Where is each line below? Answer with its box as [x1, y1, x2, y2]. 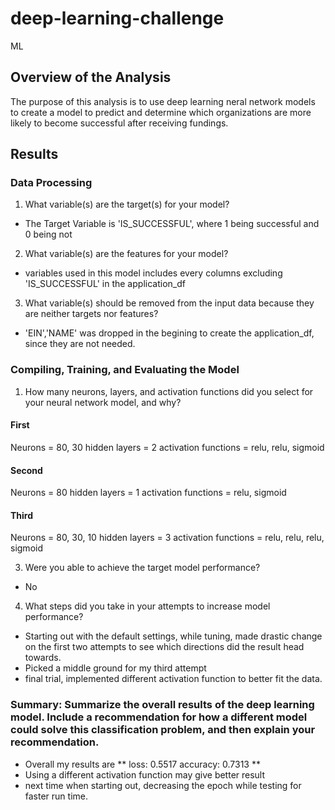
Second [10, 464, 43, 476]
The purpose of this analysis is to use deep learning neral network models [10, 95, 316, 107]
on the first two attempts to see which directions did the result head [24, 641, 305, 653]
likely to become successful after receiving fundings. [10, 117, 229, 129]
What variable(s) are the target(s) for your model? [24, 198, 230, 211]
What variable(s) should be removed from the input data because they [24, 297, 315, 309]
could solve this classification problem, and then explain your [10, 723, 316, 737]
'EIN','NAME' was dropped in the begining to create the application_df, [24, 327, 315, 339]
